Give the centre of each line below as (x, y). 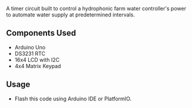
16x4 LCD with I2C (37, 60)
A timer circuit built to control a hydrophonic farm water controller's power (96, 9)
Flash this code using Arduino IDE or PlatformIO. (73, 99)
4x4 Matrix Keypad (38, 66)
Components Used (41, 33)
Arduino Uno (30, 47)
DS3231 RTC (30, 53)
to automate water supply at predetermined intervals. (71, 15)
